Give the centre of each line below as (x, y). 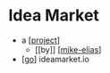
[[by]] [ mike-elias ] (68, 49)
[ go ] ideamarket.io (55, 59)
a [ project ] (40, 40)
